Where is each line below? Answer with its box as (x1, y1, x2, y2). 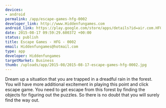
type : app (5, 49, 26, 54)
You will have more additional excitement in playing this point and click (5, 81, 149, 87)
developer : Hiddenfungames (5, 53, 61, 58)
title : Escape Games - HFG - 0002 (5, 40, 77, 45)
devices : (5, 7, 23, 12)
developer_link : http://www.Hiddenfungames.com (5, 21, 105, 26)
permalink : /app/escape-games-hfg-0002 (5, 16, 87, 21)
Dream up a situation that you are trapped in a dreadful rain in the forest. (5, 76, 153, 82)
